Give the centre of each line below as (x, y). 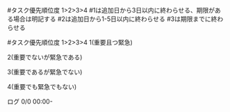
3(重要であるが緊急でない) (45, 72)
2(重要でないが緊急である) (45, 57)
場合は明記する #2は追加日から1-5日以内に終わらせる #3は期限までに (112, 19)
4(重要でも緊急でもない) (42, 87)
